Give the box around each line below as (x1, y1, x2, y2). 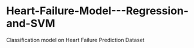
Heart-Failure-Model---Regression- (6, 4, 189, 18)
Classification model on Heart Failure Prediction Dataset (6, 36, 145, 43)
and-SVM (6, 17, 55, 30)
